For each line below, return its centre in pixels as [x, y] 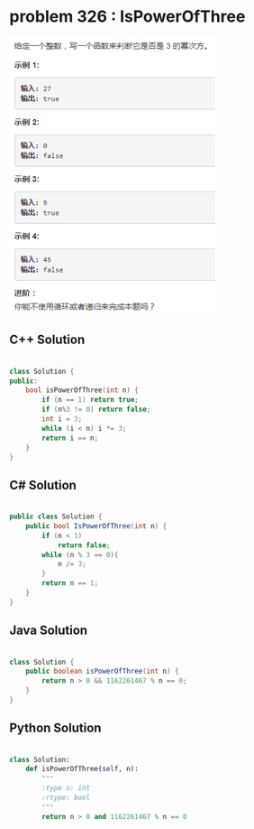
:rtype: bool [66, 798]
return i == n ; [70, 438]
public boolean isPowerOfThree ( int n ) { [102, 671]
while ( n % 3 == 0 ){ [80, 554]
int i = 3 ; [62, 419]
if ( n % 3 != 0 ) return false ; [96, 410]
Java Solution [49, 631]
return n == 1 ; [70, 583]
